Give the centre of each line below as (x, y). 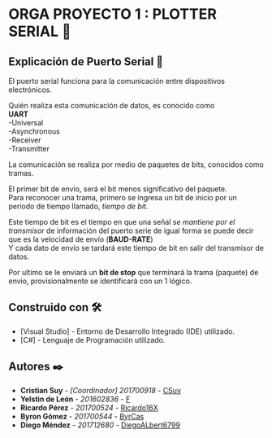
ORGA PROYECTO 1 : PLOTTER (113, 14)
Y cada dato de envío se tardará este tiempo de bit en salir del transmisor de (136, 248)
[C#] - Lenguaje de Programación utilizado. (93, 339)
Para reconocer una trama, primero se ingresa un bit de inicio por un (123, 197)
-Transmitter (29, 149)
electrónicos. (30, 90)
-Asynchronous (35, 131)
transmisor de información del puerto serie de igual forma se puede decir (131, 230)
